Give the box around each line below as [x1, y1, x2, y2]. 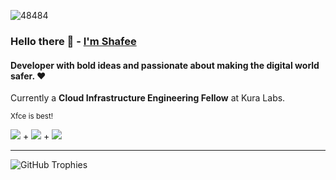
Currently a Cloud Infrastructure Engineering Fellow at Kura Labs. [10, 92, 286, 104]
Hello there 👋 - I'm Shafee [10, 34, 137, 48]
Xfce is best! [10, 111, 54, 122]
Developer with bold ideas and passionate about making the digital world [10, 59, 320, 71]
